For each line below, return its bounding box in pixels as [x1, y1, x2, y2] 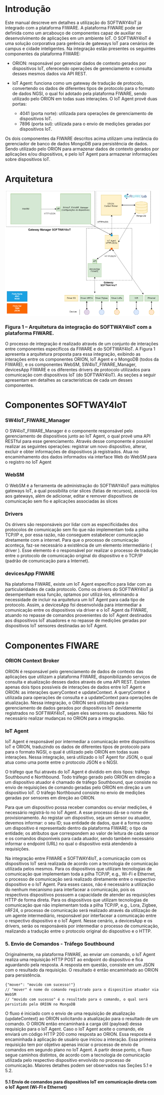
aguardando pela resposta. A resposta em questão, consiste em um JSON [5, 962, 155, 968]
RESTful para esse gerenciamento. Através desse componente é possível [5, 438, 153, 444]
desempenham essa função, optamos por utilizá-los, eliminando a [5, 592, 139, 597]
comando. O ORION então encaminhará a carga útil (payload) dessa [5, 1021, 142, 1027]
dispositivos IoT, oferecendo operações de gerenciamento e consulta [12, 65, 152, 71]
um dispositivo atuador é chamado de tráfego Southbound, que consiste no [5, 779, 158, 785]
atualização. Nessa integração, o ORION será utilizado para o [5, 700, 129, 706]
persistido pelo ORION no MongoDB [5, 1002, 76, 1007]
